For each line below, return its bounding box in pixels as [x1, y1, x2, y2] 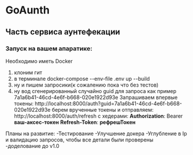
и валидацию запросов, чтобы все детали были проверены [5, 136, 154, 143]
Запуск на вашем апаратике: [5, 44, 93, 53]
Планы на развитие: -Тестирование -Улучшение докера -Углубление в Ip [5, 130, 187, 137]
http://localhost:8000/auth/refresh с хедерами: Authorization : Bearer [13, 112, 183, 119]
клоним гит [13, 68, 43, 76]
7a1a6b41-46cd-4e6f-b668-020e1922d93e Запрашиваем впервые [13, 94, 178, 101]
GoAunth [5, 4, 50, 17]
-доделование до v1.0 [5, 142, 59, 149]
